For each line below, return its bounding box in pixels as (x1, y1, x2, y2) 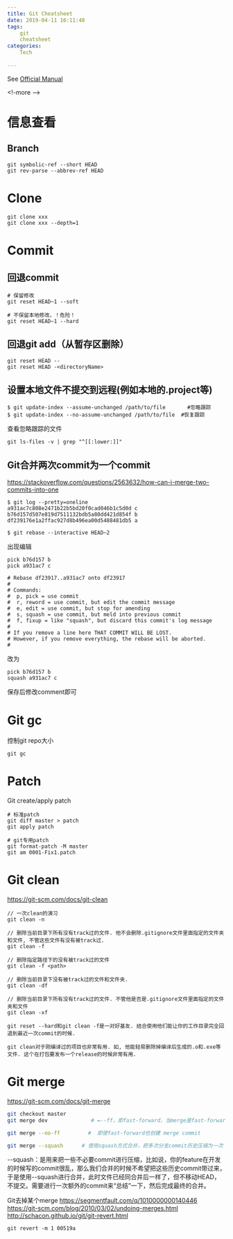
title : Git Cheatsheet (7, 10, 73, 17)
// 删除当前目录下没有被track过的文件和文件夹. (7, 976, 128, 983)
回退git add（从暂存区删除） (7, 338, 130, 350)
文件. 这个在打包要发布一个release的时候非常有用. (7, 1050, 137, 1058)
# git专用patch (7, 837, 49, 844)
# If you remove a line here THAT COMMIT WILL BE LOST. (7, 629, 172, 637)
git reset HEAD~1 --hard (7, 317, 79, 324)
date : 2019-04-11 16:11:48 (7, 17, 85, 24)
